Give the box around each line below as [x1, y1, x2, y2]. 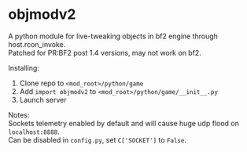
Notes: [8, 110, 30, 119]
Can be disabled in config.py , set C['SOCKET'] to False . [8, 135, 187, 144]
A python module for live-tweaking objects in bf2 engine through [8, 31, 219, 41]
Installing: [8, 63, 39, 72]
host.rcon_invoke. [8, 39, 66, 49]
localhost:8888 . [8, 127, 61, 136]
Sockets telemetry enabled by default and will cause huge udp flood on [8, 118, 240, 128]
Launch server [19, 95, 67, 104]
